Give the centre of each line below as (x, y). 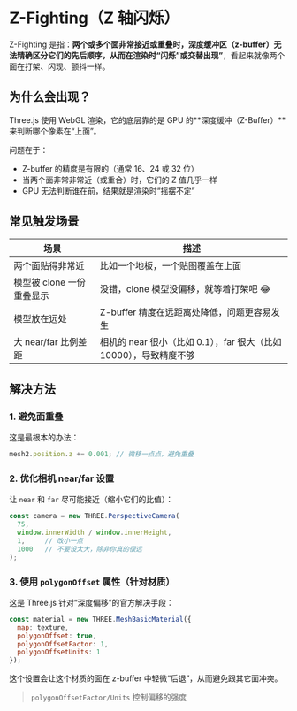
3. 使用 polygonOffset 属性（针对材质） (92, 582)
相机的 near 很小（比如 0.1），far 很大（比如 (190, 341)
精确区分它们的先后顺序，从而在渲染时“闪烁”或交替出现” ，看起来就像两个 (151, 55)
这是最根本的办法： (44, 438)
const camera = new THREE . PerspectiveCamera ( (94, 516)
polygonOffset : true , (57, 636)
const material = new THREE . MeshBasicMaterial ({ (100, 619)
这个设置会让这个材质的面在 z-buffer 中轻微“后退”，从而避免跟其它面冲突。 (146, 678)
